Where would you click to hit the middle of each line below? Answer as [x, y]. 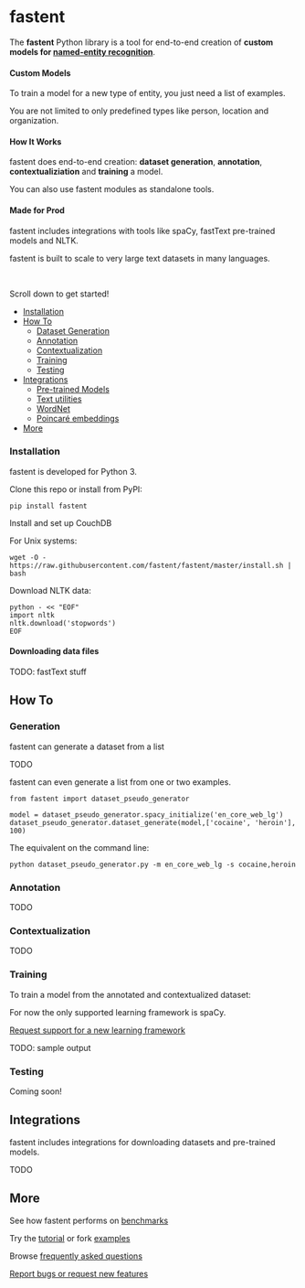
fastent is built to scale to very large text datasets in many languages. [140, 258]
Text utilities [59, 399]
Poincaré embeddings [78, 418]
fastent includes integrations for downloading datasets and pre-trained [142, 1142]
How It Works [36, 141]
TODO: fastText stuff [48, 672]
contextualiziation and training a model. [86, 172]
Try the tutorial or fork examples [70, 1238]
